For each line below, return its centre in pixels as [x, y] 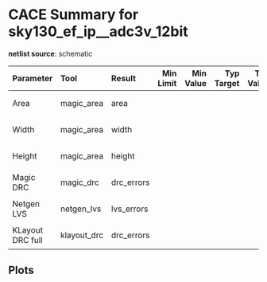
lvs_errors [130, 209]
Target [227, 83]
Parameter [33, 78]
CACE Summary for [74, 15]
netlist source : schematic [50, 53]
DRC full [27, 241]
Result [124, 78]
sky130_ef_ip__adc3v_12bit [98, 31]
